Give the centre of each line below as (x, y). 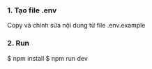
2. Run (18, 43)
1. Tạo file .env (32, 10)
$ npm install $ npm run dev (48, 58)
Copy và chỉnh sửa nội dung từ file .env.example (76, 26)
